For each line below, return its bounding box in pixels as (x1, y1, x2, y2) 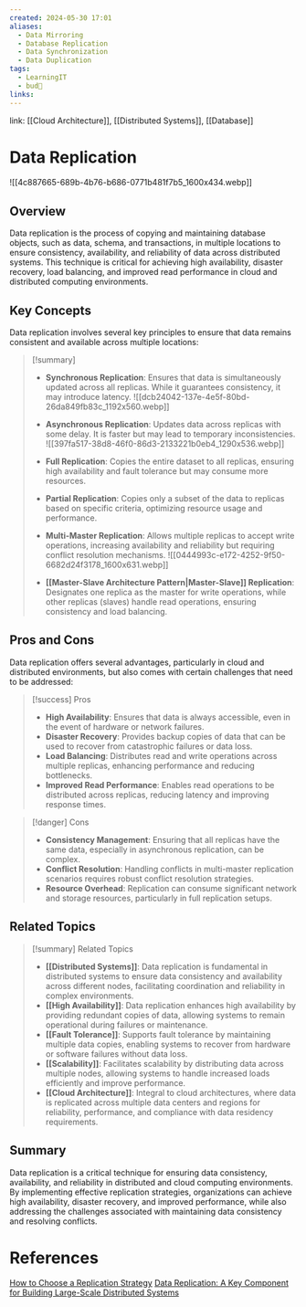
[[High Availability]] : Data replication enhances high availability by (45, 999, 297, 1010)
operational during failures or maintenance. (45, 1019, 208, 1030)
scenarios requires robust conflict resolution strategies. (45, 873, 254, 884)
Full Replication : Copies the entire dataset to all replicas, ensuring (45, 456, 295, 467)
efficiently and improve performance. (45, 1077, 185, 1088)
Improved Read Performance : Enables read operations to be (45, 779, 275, 790)
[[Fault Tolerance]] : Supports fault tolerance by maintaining (45, 1028, 271, 1039)
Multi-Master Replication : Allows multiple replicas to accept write (45, 531, 295, 542)
